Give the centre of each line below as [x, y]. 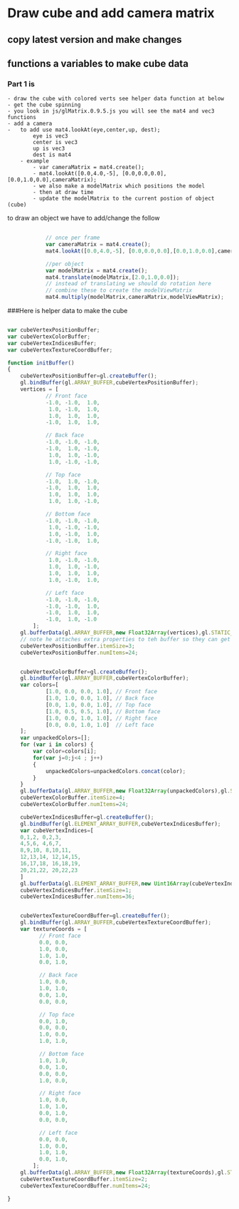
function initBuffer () [41, 363]
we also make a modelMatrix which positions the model [122, 186]
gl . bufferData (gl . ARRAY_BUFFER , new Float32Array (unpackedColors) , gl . [126, 791]
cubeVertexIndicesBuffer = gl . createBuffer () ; [87, 817]
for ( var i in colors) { [57, 745]
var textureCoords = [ [54, 929]
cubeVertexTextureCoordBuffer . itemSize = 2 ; [84, 1179]
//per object [64, 264]
